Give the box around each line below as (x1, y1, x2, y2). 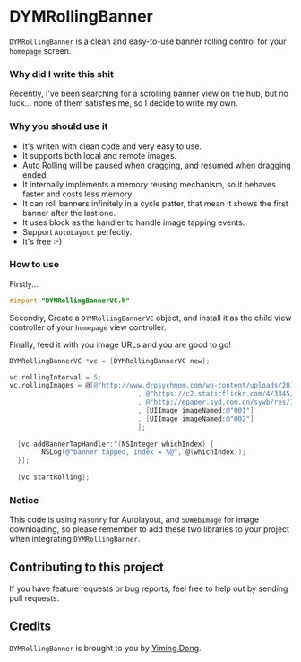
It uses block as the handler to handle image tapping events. (21, 217, 245, 228)
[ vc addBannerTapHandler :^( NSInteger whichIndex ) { (17, 440, 215, 449)
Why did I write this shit (9, 67, 114, 80)
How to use (9, 258, 60, 271)
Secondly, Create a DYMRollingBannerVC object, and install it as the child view (9, 312, 292, 323)
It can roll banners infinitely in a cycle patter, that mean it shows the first (21, 197, 288, 208)
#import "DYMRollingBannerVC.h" (9, 296, 130, 305)
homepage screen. (9, 45, 72, 56)
